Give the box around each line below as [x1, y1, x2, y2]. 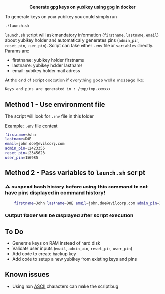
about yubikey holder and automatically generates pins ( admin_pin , [5, 37, 140, 43]
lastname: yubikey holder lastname [12, 62, 83, 68]
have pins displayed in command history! [5, 189, 106, 196]
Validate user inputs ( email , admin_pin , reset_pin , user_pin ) [12, 245, 133, 252]
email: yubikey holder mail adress [12, 67, 80, 73]
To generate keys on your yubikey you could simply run [5, 14, 117, 19]
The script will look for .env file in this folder [5, 113, 94, 119]
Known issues [5, 270, 50, 279]
